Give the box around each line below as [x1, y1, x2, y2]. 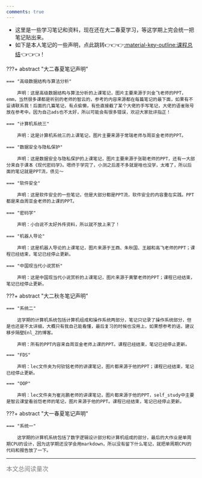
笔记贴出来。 [14, 34, 47, 41]
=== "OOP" [6, 380, 31, 387]
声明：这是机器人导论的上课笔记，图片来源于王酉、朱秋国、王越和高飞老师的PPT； [17, 245, 191, 251]
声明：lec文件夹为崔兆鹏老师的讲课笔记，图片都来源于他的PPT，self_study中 [17, 392, 186, 398]
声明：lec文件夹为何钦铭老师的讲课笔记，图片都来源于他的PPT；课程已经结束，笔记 [17, 363, 194, 370]
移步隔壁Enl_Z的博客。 [6, 329, 56, 336]
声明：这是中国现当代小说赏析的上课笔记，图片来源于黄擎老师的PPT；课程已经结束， [17, 274, 195, 280]
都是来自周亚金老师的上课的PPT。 [6, 198, 77, 204]
